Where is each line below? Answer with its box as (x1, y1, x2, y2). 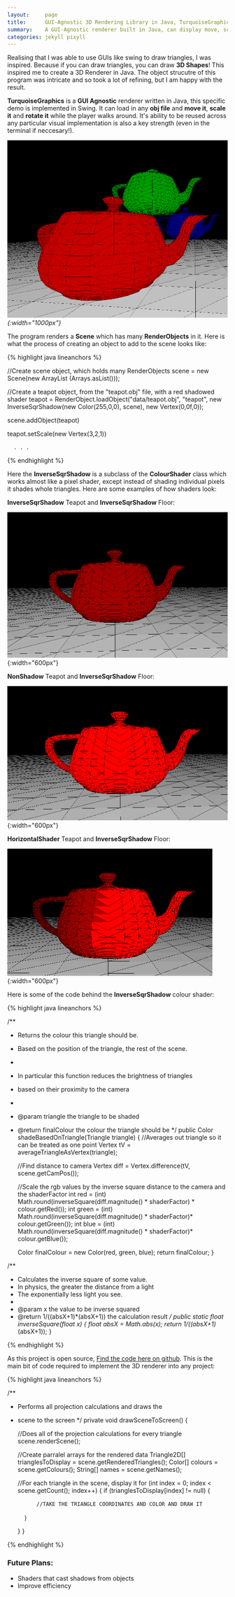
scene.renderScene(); (17, 1437, 81, 1445)
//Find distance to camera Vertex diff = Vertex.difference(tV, (17, 1161, 190, 1170)
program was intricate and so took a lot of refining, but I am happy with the (7, 76, 222, 84)
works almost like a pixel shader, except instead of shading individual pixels (7, 477, 225, 485)
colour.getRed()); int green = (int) (17, 1205, 113, 1213)
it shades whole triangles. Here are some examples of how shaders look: (7, 485, 217, 493)
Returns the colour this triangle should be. (17, 1031, 138, 1040)
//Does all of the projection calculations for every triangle (17, 1430, 182, 1438)
